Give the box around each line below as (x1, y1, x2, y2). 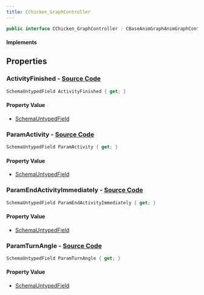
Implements (6, 39, 38, 46)
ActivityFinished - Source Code (6, 74, 101, 83)
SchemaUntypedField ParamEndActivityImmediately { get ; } (6, 200, 156, 206)
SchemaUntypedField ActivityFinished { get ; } (6, 88, 126, 94)
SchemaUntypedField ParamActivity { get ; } (6, 144, 118, 150)
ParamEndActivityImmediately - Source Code (6, 186, 144, 195)
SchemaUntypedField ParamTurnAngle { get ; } (6, 255, 121, 262)
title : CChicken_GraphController (6, 9, 91, 15)
